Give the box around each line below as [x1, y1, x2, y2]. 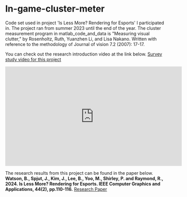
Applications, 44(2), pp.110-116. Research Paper [5, 186, 107, 192]
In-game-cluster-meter [5, 3, 105, 15]
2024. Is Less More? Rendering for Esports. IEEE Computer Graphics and [5, 180, 160, 187]
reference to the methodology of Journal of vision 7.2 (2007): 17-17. [5, 41, 145, 47]
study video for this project [5, 56, 61, 62]
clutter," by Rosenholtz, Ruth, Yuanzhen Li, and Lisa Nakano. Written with [5, 36, 157, 42]
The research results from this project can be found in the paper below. [5, 170, 154, 176]
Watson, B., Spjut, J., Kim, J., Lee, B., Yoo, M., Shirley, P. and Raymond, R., [5, 175, 163, 181]
